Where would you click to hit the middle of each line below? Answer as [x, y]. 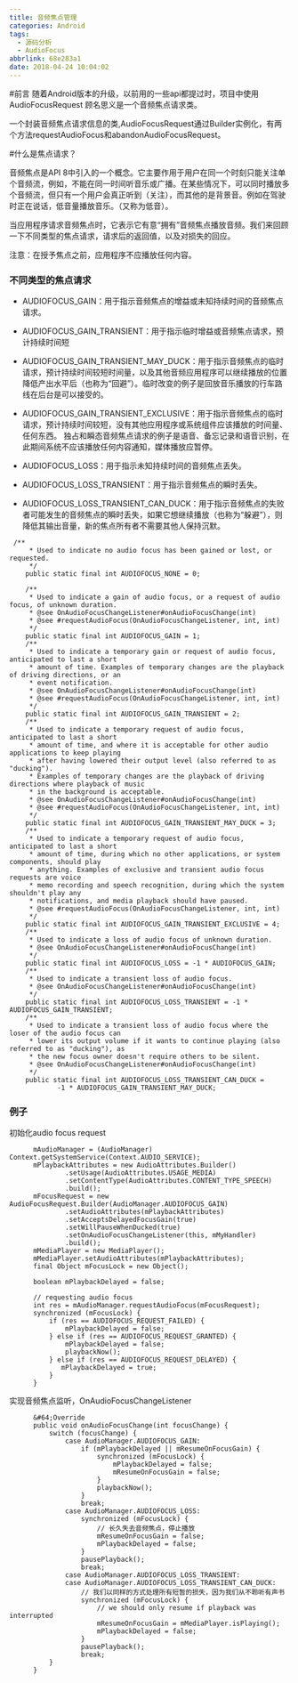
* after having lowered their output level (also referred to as [153, 761]
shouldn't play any [45, 894]
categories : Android [48, 26]
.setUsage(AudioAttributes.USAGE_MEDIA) [141, 1173]
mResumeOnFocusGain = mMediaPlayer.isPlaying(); [188, 1624]
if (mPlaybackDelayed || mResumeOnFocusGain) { [170, 1449]
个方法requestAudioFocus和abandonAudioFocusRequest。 [117, 134]
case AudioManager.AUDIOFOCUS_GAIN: [133, 1441]
